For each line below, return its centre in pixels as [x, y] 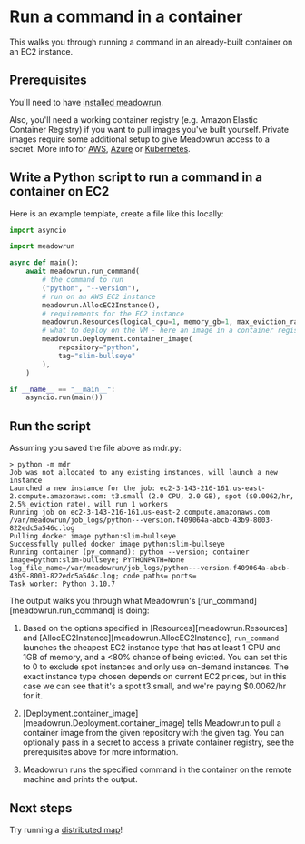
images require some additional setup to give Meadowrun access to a [140, 139]
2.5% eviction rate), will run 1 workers [89, 505]
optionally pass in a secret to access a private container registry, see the [158, 742]
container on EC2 [59, 191]
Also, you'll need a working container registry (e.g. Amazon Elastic [134, 119]
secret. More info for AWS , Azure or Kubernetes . [100, 148]
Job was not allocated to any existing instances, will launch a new [144, 473]
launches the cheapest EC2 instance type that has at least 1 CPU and [152, 648]
